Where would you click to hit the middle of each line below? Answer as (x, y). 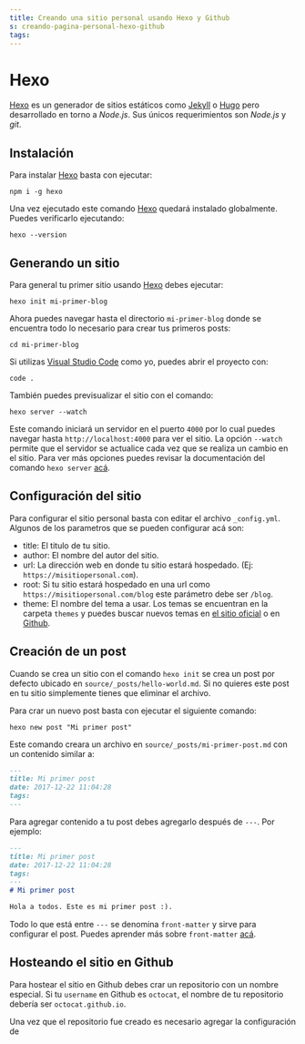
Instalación (42, 153)
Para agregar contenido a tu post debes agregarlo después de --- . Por (142, 822)
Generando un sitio (65, 263)
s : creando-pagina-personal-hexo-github (87, 26)
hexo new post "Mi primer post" (71, 727)
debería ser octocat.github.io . (68, 1004)
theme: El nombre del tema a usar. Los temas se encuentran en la (145, 603)
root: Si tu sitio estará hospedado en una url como (117, 584)
